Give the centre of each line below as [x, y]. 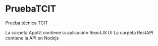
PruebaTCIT [31, 9]
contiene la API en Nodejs [32, 38]
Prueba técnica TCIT [27, 23]
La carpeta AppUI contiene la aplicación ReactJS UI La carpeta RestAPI [80, 32]
